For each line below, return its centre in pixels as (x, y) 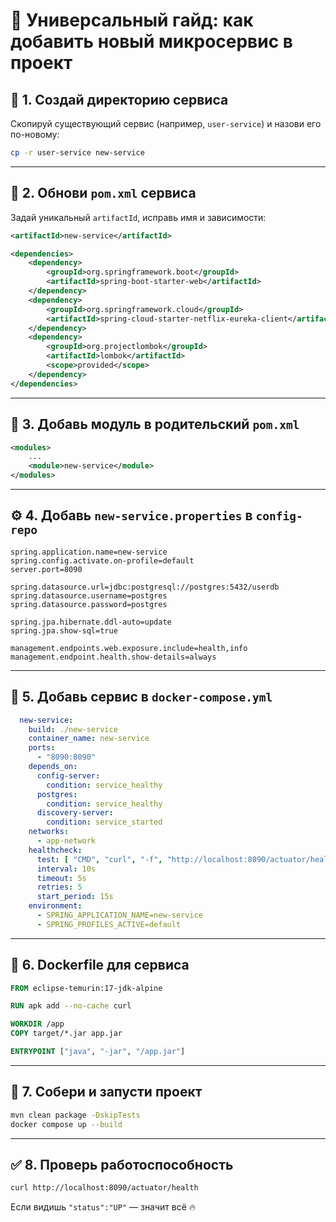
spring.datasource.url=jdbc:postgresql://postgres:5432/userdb (145, 587)
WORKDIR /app (37, 1024)
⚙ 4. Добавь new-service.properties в (131, 515)
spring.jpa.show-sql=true (64, 630)
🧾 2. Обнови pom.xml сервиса (103, 193)
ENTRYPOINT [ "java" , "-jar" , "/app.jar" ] (98, 1052)
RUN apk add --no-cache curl (71, 1006)
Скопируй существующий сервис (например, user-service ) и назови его (166, 123)
